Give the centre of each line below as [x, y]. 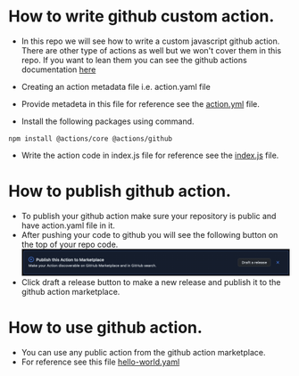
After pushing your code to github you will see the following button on [149, 234]
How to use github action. [105, 328]
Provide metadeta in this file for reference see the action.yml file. [141, 103]
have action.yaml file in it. [68, 225]
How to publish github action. [120, 191]
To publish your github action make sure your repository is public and [149, 216]
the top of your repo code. [70, 244]
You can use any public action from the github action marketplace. [143, 353]
